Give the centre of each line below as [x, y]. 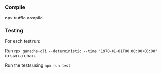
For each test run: [23, 41]
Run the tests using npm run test [38, 65]
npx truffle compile [24, 18]
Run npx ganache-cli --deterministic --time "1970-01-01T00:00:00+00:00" [81, 51]
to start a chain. [21, 55]
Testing [14, 31]
